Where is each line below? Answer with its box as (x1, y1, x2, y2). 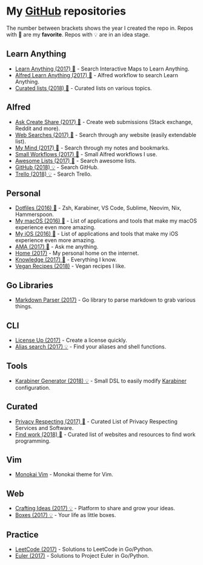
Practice (6, 529, 39, 539)
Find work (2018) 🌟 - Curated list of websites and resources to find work (15, 431, 196, 438)
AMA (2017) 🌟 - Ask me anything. (15, 243, 99, 251)
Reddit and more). (15, 125, 61, 132)
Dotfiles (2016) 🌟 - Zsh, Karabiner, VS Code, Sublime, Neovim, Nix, (15, 204, 182, 212)
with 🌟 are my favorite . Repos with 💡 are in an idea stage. (6, 30, 150, 38)
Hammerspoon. (15, 211, 55, 218)
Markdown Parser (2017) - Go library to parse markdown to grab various (15, 296, 196, 303)
